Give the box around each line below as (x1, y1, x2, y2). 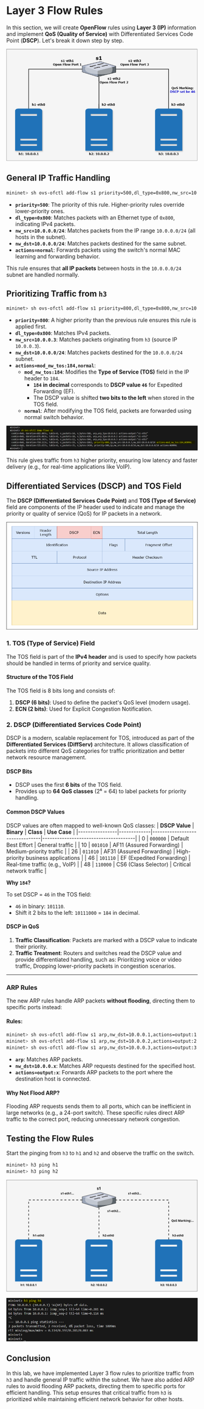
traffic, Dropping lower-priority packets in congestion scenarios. (15, 962, 176, 970)
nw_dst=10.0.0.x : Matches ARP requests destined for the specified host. (15, 1062, 196, 1070)
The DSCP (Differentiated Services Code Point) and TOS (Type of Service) (6, 497, 196, 505)
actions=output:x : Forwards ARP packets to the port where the (15, 1068, 173, 1076)
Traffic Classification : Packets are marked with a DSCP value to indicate (15, 936, 197, 943)
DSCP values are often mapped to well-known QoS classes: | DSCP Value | (6, 822, 194, 829)
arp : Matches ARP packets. (15, 1056, 83, 1063)
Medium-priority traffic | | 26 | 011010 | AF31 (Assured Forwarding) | (6, 848, 175, 855)
